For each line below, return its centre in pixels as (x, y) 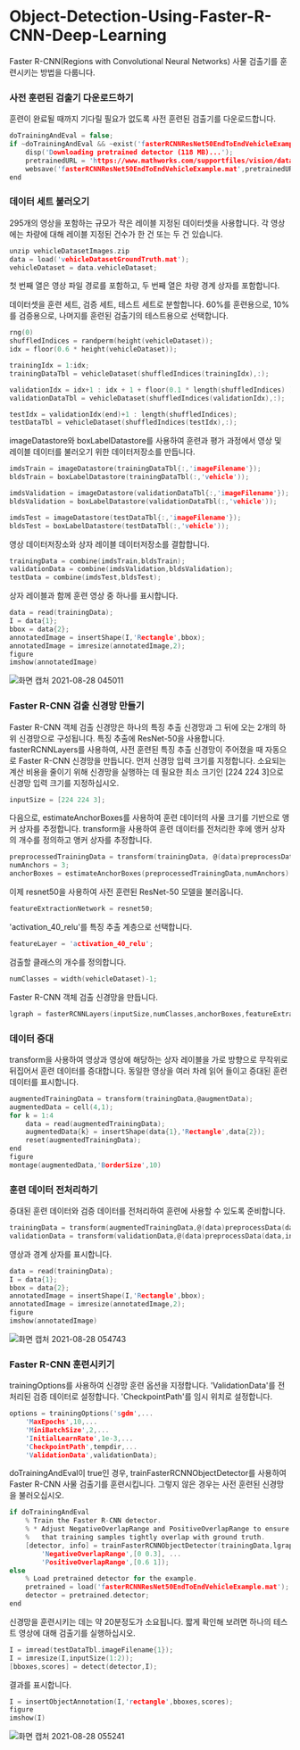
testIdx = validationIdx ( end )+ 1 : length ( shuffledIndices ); (124, 414)
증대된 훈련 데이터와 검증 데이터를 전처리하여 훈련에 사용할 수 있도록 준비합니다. (147, 1211)
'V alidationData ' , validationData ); (92, 1455)
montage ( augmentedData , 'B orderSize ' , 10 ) (86, 1165)
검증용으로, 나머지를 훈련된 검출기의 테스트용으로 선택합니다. (124, 316)
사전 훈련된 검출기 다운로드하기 (71, 97)
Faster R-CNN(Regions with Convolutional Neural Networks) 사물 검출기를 (144, 61)
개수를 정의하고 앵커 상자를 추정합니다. (85, 840)
